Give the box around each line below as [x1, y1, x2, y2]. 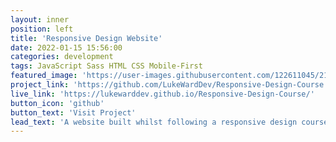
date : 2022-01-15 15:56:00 [10, 42, 123, 53]
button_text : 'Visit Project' [10, 107, 137, 118]
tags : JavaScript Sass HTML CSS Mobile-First [10, 61, 203, 71]
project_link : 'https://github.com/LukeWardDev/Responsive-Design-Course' [10, 80, 329, 90]
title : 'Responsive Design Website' [10, 33, 163, 43]
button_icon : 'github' [10, 98, 105, 108]
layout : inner [10, 14, 70, 25]
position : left [10, 24, 74, 34]
